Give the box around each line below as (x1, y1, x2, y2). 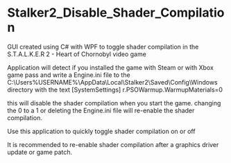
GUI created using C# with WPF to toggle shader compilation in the (7, 42, 199, 51)
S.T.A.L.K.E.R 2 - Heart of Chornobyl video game (7, 50, 147, 58)
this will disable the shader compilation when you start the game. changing (7, 98, 221, 107)
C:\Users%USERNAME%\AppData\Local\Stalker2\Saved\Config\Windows (7, 78, 218, 86)
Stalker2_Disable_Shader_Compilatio (7, 5, 225, 21)
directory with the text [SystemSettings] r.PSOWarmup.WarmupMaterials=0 (7, 85, 223, 94)
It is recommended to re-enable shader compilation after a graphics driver (7, 140, 219, 148)
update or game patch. (7, 148, 73, 156)
